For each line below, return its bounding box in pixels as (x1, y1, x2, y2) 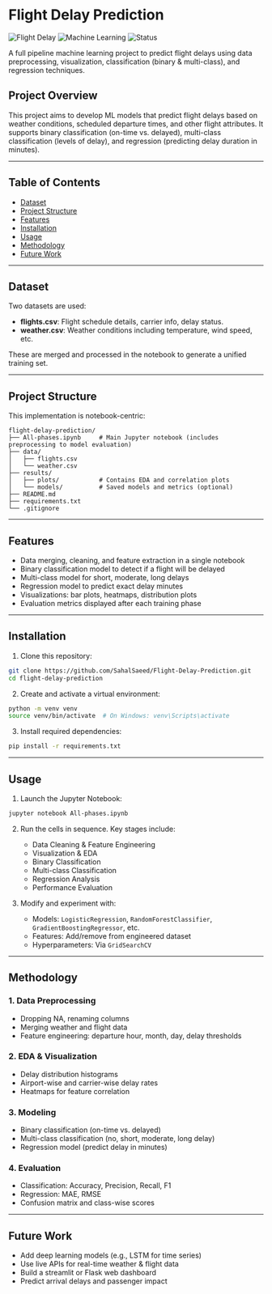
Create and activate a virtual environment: (19, 689, 160, 698)
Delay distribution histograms (19, 1069, 119, 1079)
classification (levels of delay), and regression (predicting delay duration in (8, 136, 257, 146)
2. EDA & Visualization (8, 1050, 98, 1062)
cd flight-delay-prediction (8, 674, 104, 682)
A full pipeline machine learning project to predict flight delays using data (8, 48, 253, 57)
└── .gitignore (8, 504, 60, 513)
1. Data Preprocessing (8, 995, 96, 1007)
